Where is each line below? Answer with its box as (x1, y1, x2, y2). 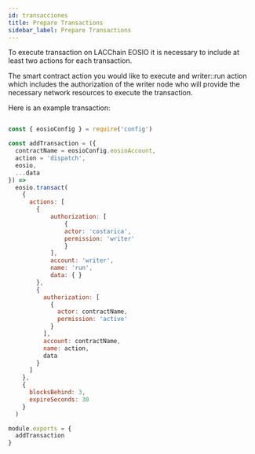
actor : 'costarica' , (64, 227, 132, 235)
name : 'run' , (49, 264, 93, 272)
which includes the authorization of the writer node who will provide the (8, 79, 241, 89)
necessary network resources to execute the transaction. (8, 88, 194, 98)
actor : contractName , (57, 308, 128, 316)
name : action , (42, 344, 89, 352)
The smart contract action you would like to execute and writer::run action (8, 72, 247, 81)
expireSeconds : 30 (28, 395, 89, 404)
